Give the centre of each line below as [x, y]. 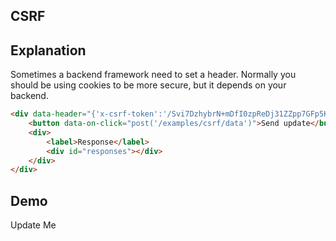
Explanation [48, 50]
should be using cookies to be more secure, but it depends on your [148, 85]
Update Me [33, 225]
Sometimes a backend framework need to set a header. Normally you [153, 75]
